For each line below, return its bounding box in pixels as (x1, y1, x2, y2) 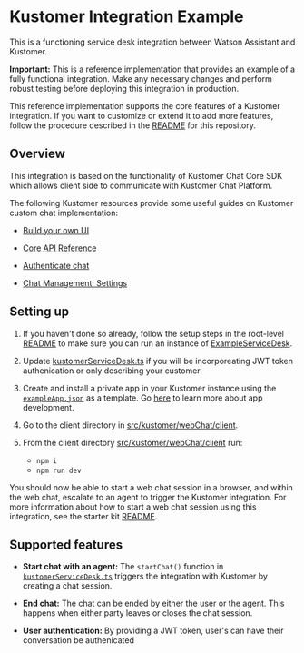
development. (22, 401, 74, 412)
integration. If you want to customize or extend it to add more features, (9, 110, 274, 121)
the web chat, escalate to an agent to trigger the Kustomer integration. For (9, 491, 287, 502)
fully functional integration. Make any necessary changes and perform (9, 73, 272, 84)
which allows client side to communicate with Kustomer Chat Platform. (9, 180, 273, 191)
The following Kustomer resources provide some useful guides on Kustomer (9, 197, 294, 208)
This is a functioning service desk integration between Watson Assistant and (9, 36, 296, 47)
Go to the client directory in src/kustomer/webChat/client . (22, 420, 239, 430)
